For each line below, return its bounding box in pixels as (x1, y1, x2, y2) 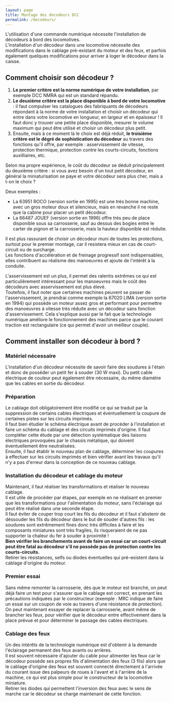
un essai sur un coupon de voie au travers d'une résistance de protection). (5, 601, 163, 607)
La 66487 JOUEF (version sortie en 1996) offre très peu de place (12, 215, 150, 221)
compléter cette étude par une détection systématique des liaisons (5, 432, 147, 438)
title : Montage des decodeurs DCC (5, 12, 80, 17)
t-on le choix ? (5, 179, 36, 185)
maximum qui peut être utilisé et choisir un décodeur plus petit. (12, 125, 147, 131)
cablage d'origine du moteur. (5, 560, 67, 566)
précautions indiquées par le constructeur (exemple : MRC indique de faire (5, 595, 163, 601)
